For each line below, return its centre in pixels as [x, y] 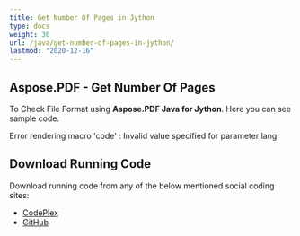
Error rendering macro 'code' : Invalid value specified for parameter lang [143, 135]
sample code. [35, 118]
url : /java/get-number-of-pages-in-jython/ [92, 43]
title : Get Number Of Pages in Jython [82, 17]
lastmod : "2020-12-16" [52, 51]
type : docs [30, 26]
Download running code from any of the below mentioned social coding [142, 186]
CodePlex [40, 213]
